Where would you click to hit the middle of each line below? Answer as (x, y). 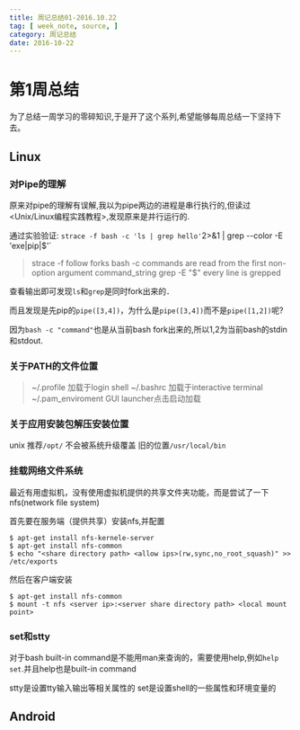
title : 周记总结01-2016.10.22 (63, 18)
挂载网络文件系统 (46, 471)
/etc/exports (34, 561)
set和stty (30, 637)
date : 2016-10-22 (42, 43)
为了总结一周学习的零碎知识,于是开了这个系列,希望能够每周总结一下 (134, 117)
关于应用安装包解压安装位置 (69, 424)
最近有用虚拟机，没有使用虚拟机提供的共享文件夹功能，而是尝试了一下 (139, 492)
